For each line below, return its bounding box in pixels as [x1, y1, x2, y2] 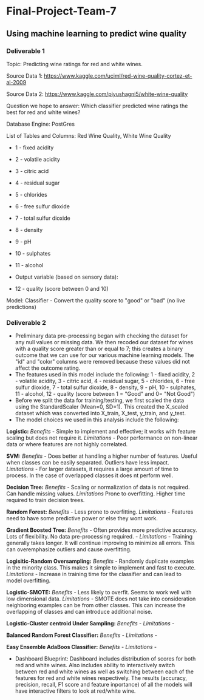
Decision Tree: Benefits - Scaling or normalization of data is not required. [6, 484, 190, 491]
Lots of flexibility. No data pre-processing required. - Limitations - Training [6, 533, 193, 540]
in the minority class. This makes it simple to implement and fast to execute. [6, 564, 196, 571]
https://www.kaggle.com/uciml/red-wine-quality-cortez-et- [43, 72, 192, 80]
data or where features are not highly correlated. [6, 441, 128, 448]
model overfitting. [6, 577, 51, 584]
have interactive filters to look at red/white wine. [15, 687, 136, 695]
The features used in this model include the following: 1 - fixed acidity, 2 [15, 371, 195, 378]
